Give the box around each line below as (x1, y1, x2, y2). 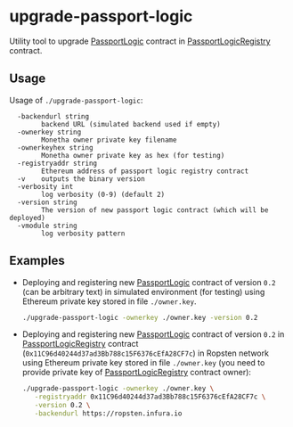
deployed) (9, 213, 46, 222)
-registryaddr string (17, 159, 98, 168)
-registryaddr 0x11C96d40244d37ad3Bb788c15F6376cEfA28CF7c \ (34, 392, 266, 402)
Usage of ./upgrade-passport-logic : (9, 94, 143, 105)
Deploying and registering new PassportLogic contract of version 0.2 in (21, 329, 285, 340)
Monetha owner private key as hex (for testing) (41, 151, 225, 160)
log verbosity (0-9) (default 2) (41, 190, 166, 199)
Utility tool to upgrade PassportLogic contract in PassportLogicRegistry (9, 36, 271, 46)
